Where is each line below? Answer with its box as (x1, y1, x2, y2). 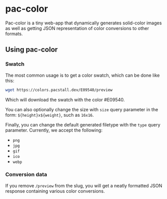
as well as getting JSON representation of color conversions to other (5, 25, 149, 31)
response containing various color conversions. (5, 188, 105, 194)
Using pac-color (5, 45, 58, 54)
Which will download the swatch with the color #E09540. (5, 96, 125, 103)
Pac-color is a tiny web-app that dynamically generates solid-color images (5, 20, 162, 26)
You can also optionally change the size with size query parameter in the (5, 106, 158, 112)
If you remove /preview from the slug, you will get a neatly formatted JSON (5, 182, 162, 188)
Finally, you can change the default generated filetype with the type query (5, 121, 160, 127)
